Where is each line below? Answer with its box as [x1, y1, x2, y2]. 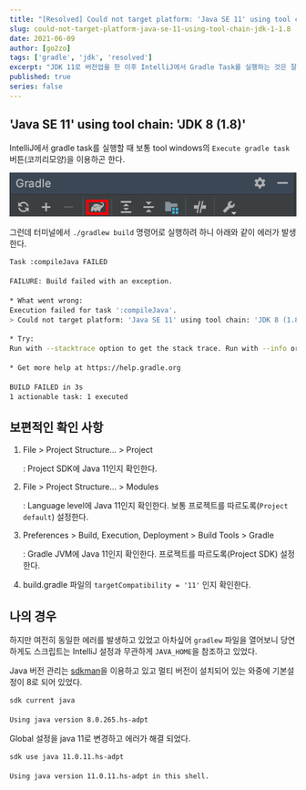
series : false [9, 82, 64, 91]
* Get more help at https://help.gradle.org [9, 364, 181, 373]
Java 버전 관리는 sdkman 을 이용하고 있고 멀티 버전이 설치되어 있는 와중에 [9, 665, 270, 676]
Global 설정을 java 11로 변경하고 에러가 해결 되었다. [9, 733, 191, 744]
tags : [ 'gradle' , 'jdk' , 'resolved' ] [9, 53, 153, 63]
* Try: [9, 334, 35, 344]
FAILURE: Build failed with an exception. [9, 277, 173, 286]
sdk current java [9, 696, 76, 705]
